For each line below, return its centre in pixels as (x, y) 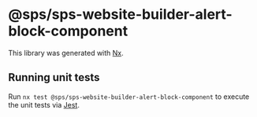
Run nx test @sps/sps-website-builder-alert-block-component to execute (129, 97)
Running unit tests (54, 77)
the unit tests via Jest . (44, 104)
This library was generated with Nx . (66, 53)
